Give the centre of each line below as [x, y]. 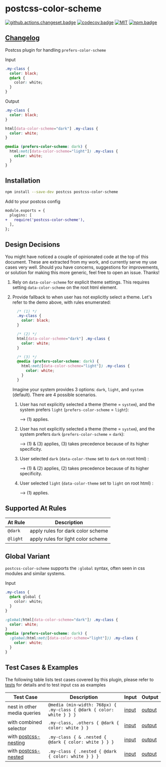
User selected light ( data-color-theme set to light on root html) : [86, 483]
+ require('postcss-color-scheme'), [45, 220]
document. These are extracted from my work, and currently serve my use [81, 262]
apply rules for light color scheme [69, 539]
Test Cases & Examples [42, 667]
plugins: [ [21, 215]
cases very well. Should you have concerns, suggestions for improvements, [82, 267]
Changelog [22, 38]
